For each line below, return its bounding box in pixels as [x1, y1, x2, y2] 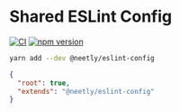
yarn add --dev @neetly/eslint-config [9, 53, 155, 62]
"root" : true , [17, 79, 70, 88]
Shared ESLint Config [9, 6, 173, 27]
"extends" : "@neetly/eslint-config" [17, 87, 155, 96]
